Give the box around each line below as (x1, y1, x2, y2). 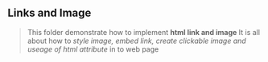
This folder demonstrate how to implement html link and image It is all (27, 27, 261, 37)
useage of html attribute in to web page (27, 44, 159, 54)
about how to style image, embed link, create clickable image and (27, 36, 246, 45)
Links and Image (7, 6, 92, 20)
